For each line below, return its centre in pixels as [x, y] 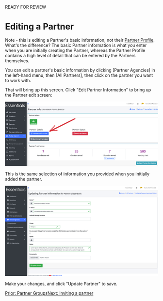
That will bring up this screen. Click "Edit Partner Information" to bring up [78, 90]
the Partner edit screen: [29, 95]
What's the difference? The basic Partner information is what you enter [76, 45]
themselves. [17, 61]
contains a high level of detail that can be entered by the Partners [70, 55]
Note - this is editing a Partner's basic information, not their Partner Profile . [80, 40]
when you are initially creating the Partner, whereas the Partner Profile [75, 50]
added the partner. [24, 179]
